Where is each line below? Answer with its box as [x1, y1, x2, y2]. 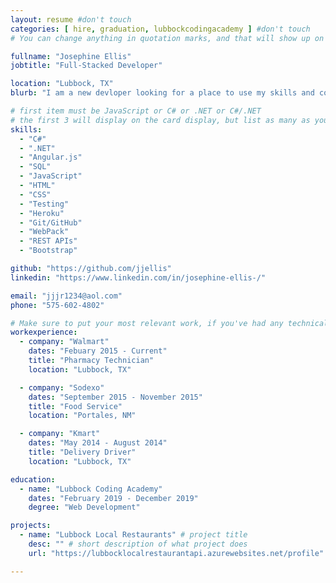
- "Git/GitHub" [19, 217, 83, 228]
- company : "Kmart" [19, 429, 101, 439]
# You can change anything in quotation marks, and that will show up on [10, 33, 325, 43]
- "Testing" [19, 199, 70, 209]
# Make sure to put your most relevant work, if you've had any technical [10, 318, 329, 328]
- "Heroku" [19, 208, 65, 218]
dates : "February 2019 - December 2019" [28, 493, 199, 503]
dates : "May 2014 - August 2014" [28, 438, 168, 448]
